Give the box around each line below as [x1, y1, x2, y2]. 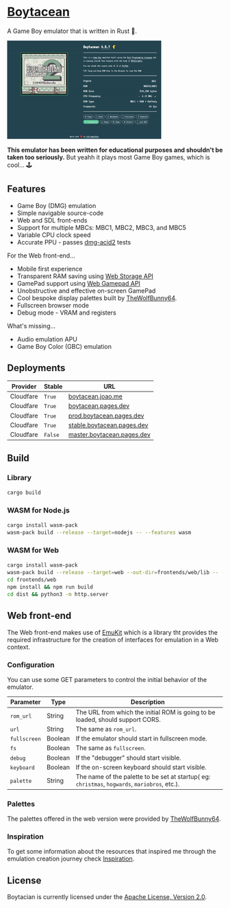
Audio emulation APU [16, 334, 77, 343]
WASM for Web [7, 545, 60, 555]
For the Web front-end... [7, 251, 75, 260]
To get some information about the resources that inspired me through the [7, 848, 216, 856]
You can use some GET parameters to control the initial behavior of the [7, 675, 207, 683]
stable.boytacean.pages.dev [68, 420, 149, 429]
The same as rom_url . [75, 725, 137, 733]
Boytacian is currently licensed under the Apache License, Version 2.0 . [7, 893, 207, 901]
